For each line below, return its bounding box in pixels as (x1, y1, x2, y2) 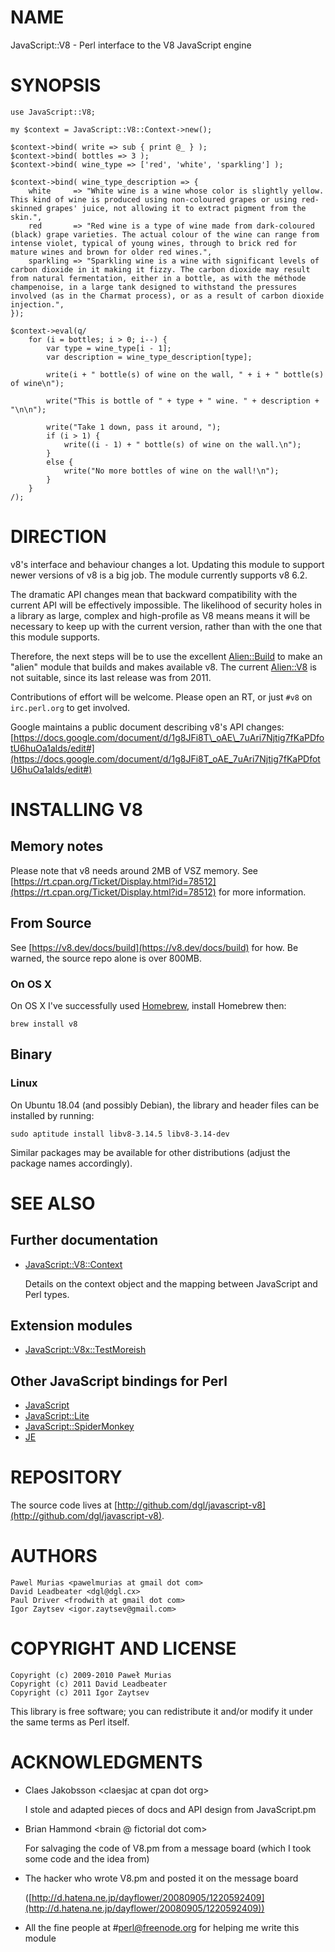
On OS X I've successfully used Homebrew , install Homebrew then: (10, 999, 287, 1011)
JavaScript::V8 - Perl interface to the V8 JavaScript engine (10, 39, 252, 51)
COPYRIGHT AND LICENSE (10, 1637, 237, 1660)
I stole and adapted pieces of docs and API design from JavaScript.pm (24, 1803, 317, 1815)
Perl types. (24, 1288, 70, 1300)
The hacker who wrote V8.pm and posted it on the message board (24, 1872, 299, 1884)
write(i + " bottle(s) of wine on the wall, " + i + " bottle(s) (46, 369, 325, 380)
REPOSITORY (10, 1466, 123, 1489)
